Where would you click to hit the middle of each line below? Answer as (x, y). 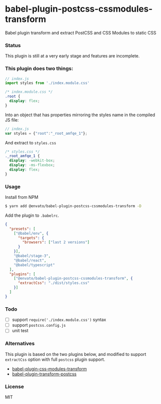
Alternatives (20, 344)
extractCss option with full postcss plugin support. (55, 359)
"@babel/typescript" (34, 265)
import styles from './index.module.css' (47, 83)
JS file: (12, 120)
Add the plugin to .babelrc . (32, 215)
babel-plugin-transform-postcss (44, 374)
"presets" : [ (22, 229)
